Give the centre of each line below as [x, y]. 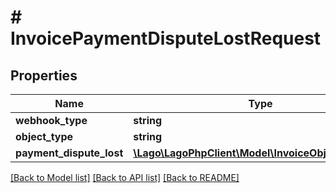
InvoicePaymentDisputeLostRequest [166, 38]
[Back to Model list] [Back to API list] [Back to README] [125, 177]
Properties [44, 75]
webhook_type [51, 120]
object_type [44, 136]
